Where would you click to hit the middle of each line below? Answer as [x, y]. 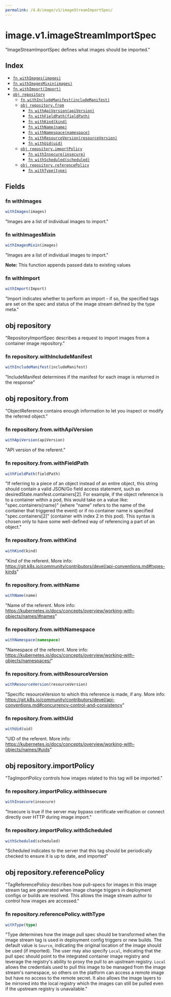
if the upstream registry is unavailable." [46, 989]
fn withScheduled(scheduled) [59, 160]
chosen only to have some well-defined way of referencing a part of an [80, 522]
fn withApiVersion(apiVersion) [61, 111]
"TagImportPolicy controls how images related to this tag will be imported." [84, 778]
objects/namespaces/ [28, 660]
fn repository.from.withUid [39, 719]
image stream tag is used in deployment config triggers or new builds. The [84, 940]
